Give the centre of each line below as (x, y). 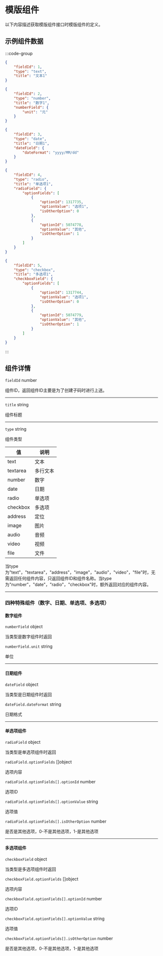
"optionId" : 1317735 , (61, 202)
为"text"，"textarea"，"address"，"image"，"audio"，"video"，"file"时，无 (80, 572)
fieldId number (21, 380)
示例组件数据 (24, 41)
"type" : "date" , (30, 139)
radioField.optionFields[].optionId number (50, 781)
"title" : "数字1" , (32, 103)
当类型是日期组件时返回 (28, 694)
